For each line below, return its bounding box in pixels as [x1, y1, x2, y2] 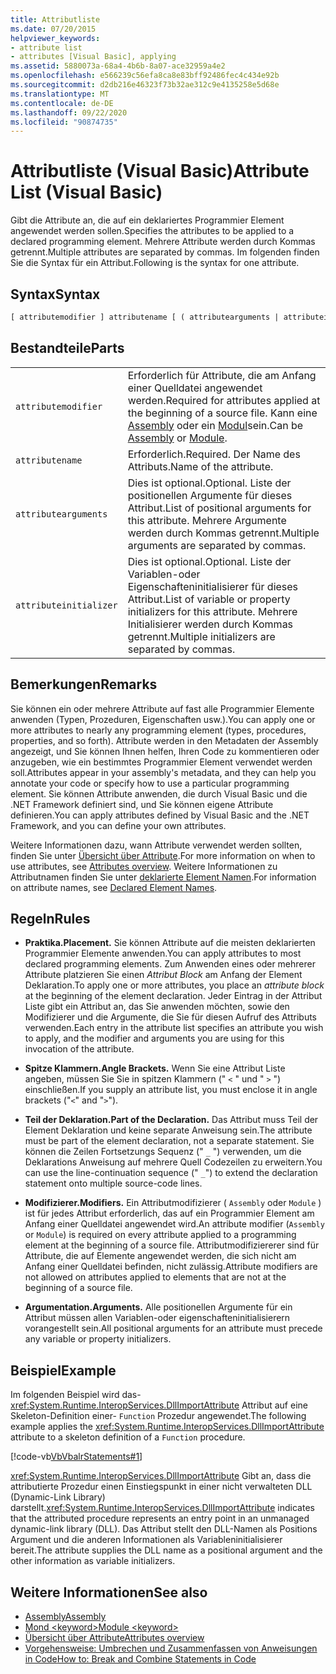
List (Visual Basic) [10, 181, 163, 204]
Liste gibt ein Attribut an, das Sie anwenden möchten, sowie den [24, 1001, 290, 1013]
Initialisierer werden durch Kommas [127, 617, 294, 631]
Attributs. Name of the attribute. [127, 459, 274, 473]
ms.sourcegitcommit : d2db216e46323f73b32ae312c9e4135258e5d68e [10, 80, 280, 90]
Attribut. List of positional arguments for [127, 501, 312, 515]
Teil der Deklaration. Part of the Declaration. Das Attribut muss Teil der [24, 1114, 319, 1126]
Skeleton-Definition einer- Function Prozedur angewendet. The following [10, 1410, 307, 1422]
